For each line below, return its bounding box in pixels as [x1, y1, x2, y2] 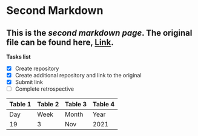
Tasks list [6, 53, 31, 60]
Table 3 [64, 100, 87, 109]
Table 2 [37, 100, 59, 109]
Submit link [15, 79, 44, 86]
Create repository [15, 65, 59, 72]
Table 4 [93, 100, 115, 109]
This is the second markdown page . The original [6, 28, 193, 38]
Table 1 [9, 100, 31, 109]
